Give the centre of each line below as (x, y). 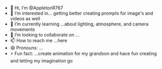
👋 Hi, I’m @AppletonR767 (37, 8)
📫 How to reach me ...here (39, 40)
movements (22, 29)
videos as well (25, 19)
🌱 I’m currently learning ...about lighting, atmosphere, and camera (79, 24)
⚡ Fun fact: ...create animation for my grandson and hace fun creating (83, 54)
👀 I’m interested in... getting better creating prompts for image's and (82, 13)
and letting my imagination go (41, 61)
